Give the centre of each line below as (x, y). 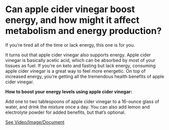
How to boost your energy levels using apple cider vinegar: (69, 91)
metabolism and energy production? (83, 31)
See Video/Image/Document (35, 122)
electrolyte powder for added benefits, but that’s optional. (65, 112)
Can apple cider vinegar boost (70, 9)
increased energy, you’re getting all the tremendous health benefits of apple (85, 76)
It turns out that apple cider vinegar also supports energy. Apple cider (78, 55)
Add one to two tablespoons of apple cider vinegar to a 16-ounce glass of (82, 101)
